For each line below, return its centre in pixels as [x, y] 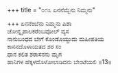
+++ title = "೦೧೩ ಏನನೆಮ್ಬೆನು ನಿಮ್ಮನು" [51, 10]
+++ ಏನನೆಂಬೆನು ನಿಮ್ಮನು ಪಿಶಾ [39, 24]
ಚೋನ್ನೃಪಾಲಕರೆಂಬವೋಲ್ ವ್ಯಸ [38, 31]
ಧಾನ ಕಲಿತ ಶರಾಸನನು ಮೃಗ [35, 54]
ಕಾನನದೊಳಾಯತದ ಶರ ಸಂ [34, 46]
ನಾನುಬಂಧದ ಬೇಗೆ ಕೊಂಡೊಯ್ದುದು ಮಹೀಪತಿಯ [56, 39]
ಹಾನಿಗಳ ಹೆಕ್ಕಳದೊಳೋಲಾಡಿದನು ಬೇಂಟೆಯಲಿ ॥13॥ [59, 62]
